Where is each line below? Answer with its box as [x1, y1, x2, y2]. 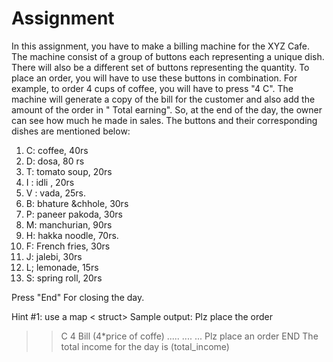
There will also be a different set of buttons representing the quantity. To [11, 61, 310, 73]
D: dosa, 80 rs [25, 155, 85, 167]
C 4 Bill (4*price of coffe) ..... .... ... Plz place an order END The [60, 330, 319, 342]
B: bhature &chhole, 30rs [25, 197, 129, 209]
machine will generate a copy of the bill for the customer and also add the [11, 93, 316, 105]
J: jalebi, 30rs [25, 250, 83, 262]
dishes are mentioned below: [11, 125, 131, 137]
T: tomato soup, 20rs [25, 165, 113, 177]
